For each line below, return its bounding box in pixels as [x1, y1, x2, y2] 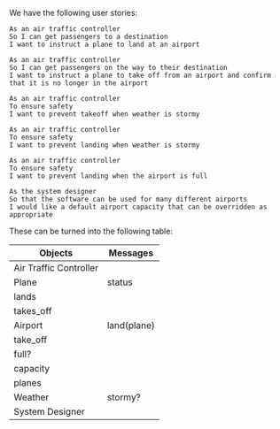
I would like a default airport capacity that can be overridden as [9, 203, 268, 211]
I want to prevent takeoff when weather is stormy [9, 110, 200, 119]
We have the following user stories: [9, 8, 138, 18]
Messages [108, 247, 153, 259]
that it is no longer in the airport [9, 79, 149, 88]
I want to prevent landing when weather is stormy [9, 141, 200, 149]
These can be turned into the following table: [9, 226, 173, 236]
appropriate [9, 211, 53, 219]
